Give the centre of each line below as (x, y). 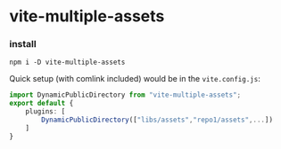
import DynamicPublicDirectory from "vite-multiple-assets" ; (125, 95)
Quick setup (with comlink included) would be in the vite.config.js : (135, 79)
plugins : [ (45, 112)
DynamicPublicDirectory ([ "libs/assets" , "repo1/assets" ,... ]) (157, 120)
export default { (41, 104)
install (23, 44)
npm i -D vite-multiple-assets (67, 63)
